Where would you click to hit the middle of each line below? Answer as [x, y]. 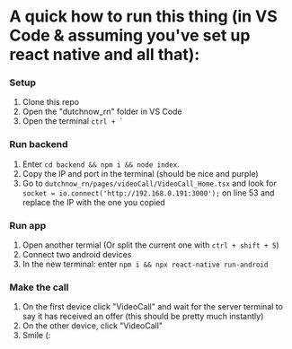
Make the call [39, 287]
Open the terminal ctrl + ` [73, 121]
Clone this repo [50, 102]
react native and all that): [105, 55]
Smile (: [36, 336]
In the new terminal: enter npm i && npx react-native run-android [145, 264]
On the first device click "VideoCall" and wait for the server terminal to [152, 307]
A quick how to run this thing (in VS [144, 17]
